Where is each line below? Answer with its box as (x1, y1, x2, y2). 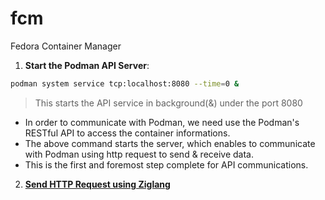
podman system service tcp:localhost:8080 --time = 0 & (10, 78, 240, 89)
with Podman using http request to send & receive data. (24, 148, 255, 160)
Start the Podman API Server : (24, 59, 150, 71)
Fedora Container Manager (10, 40, 122, 52)
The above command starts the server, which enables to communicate (24, 137, 316, 149)
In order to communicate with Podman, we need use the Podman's (24, 116, 300, 128)
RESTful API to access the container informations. (24, 127, 231, 139)
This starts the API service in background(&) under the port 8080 (34, 97, 303, 109)
